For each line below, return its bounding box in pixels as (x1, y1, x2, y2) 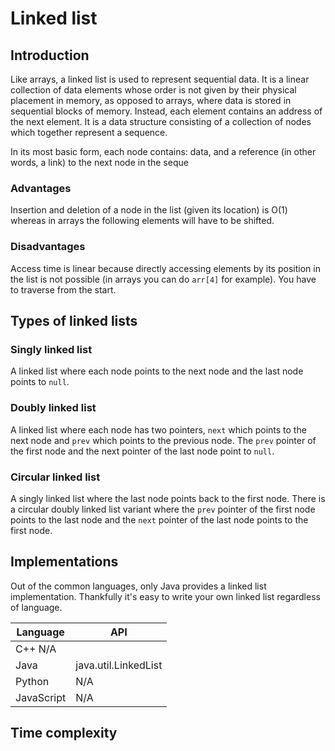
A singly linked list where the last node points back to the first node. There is (10, 492, 326, 504)
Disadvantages (10, 240, 86, 254)
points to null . (10, 376, 70, 388)
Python (15, 674, 50, 688)
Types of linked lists (10, 312, 138, 329)
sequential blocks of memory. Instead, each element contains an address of (10, 105, 323, 117)
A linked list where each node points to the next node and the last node (10, 365, 304, 377)
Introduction (10, 47, 90, 64)
